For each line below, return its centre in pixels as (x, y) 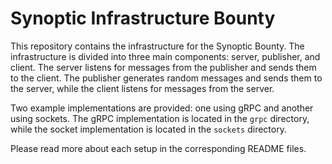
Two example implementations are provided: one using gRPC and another (162, 108)
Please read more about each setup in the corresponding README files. (158, 148)
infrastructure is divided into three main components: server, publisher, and (165, 56)
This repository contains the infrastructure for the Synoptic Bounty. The (157, 46)
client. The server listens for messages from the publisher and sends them (163, 67)
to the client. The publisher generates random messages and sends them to (166, 78)
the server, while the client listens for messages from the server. (142, 88)
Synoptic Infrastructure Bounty (143, 18)
